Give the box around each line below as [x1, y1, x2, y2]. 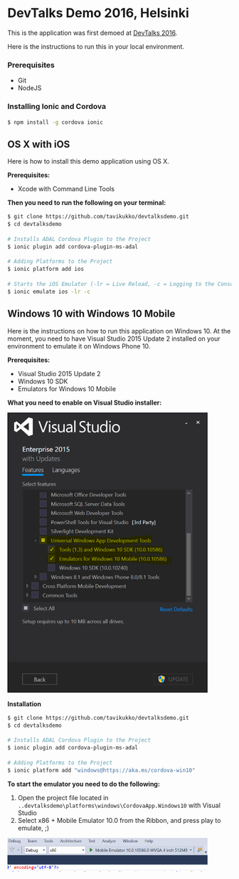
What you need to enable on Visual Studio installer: [7, 398, 162, 407]
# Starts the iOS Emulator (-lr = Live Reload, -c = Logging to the [7, 281, 215, 288]
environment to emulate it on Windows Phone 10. [7, 341, 151, 350]
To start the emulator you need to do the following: [7, 779, 160, 788]
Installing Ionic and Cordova [7, 102, 107, 112]
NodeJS [17, 84, 42, 92]
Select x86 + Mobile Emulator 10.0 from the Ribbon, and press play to [17, 816, 221, 824]
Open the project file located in [17, 793, 109, 801]
